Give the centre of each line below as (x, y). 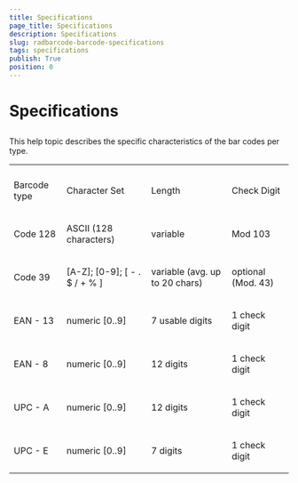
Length (166, 190)
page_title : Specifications (61, 26)
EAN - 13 (34, 321)
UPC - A (31, 407)
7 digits (167, 451)
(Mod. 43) (253, 283)
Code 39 (32, 278)
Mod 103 (251, 234)
